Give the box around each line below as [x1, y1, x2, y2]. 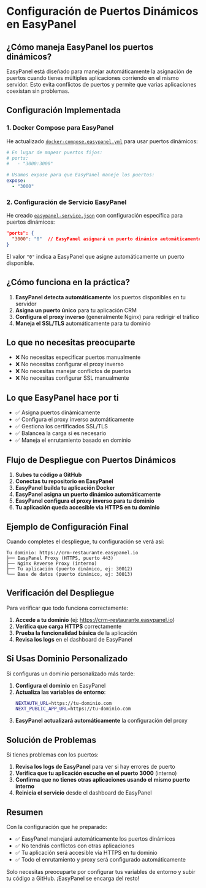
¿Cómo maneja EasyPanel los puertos [6, 42, 154, 52]
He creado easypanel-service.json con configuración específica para [6, 212, 183, 219]
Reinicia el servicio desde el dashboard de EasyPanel [15, 789, 152, 796]
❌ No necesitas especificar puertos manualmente [15, 353, 141, 361]
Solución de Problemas [6, 734, 97, 745]
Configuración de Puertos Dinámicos [6, 4, 199, 18]
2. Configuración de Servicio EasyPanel [6, 198, 127, 206]
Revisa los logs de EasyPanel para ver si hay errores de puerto [15, 763, 176, 771]
